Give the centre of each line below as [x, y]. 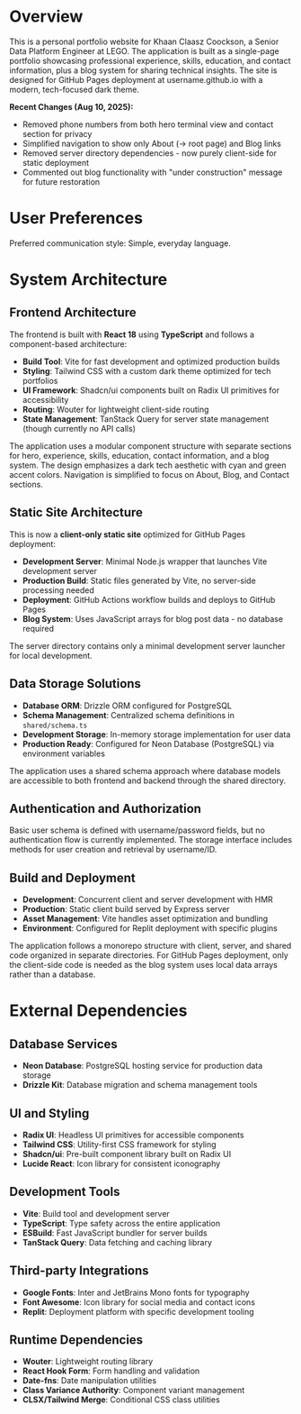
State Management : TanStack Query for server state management [146, 419]
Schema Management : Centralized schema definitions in [128, 715]
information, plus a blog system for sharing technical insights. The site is [143, 70]
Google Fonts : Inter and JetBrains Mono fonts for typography [136, 1292]
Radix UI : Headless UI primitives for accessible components [133, 1135]
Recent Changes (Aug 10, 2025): [71, 106]
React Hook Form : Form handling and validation [111, 1371]
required [38, 628]
